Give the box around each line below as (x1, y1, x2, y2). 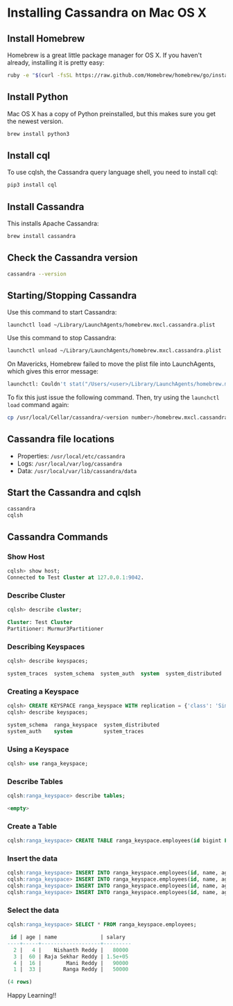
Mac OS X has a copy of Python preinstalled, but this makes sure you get (7, 109, 216, 118)
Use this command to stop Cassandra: (7, 334, 116, 342)
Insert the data (7, 854, 58, 863)
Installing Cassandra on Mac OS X (7, 5, 207, 21)
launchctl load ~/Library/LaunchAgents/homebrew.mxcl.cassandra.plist (7, 321, 216, 328)
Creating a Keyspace (7, 687, 79, 696)
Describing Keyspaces (7, 641, 85, 651)
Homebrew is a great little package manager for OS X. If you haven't (7, 51, 202, 59)
